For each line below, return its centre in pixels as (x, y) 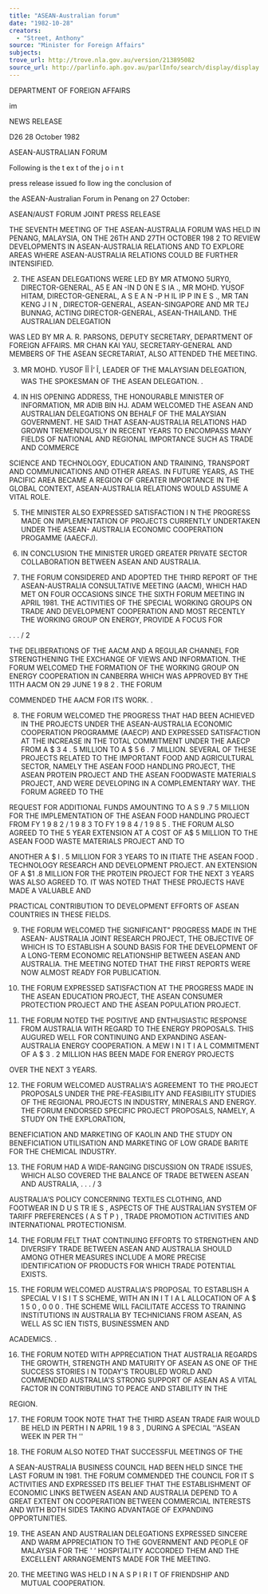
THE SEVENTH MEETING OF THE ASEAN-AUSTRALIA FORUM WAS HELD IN (135, 229)
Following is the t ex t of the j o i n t (67, 168)
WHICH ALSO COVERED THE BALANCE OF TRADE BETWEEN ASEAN (135, 1175)
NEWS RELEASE (36, 121)
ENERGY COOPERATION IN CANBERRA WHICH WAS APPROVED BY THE (129, 676)
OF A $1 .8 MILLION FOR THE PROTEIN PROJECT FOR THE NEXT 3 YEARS (132, 873)
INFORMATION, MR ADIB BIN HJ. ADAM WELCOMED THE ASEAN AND (137, 405)
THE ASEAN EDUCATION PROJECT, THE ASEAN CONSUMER (121, 996)
